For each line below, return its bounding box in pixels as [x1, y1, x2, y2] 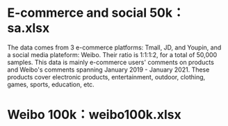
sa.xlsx [7, 20, 50, 36]
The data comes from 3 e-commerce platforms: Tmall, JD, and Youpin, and [7, 43, 222, 52]
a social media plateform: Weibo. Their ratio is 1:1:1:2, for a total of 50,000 [7, 50, 218, 58]
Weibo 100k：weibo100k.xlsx [7, 107, 182, 123]
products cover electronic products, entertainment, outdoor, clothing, [7, 72, 206, 81]
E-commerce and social [7, 5, 147, 21]
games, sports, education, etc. [7, 80, 95, 88]
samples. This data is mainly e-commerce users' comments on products [7, 58, 214, 66]
